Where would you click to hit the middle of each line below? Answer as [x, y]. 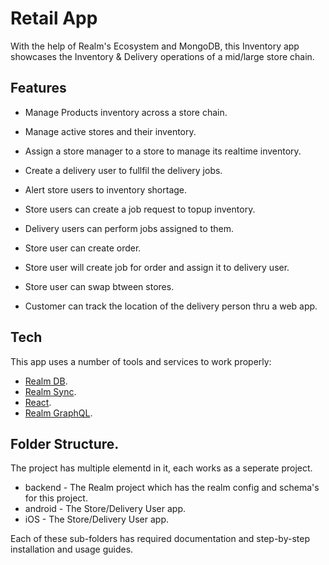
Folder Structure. [65, 443]
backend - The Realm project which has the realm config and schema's [172, 488]
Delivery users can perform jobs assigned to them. [129, 228]
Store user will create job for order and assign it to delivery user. [157, 267]
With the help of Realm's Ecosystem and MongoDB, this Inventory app [155, 46]
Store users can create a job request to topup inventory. [140, 209]
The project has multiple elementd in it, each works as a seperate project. [161, 468]
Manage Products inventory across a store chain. [126, 112]
